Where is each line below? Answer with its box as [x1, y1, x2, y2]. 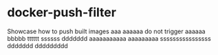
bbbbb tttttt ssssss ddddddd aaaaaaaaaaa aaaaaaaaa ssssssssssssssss [7, 34, 211, 42]
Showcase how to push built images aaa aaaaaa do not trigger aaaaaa [7, 27, 206, 35]
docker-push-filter [7, 5, 117, 20]
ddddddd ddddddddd [7, 41, 69, 50]
